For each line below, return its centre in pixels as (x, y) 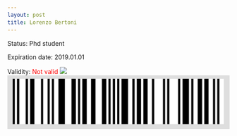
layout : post (26, 15)
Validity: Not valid (33, 71)
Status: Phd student (36, 43)
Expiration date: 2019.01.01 (46, 57)
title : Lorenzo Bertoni (42, 22)
